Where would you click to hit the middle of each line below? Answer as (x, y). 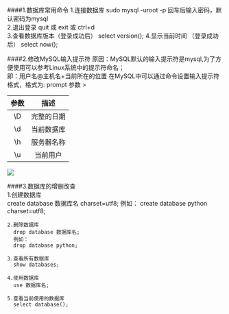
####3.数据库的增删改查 (41, 186)
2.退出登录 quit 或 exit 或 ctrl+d (51, 27)
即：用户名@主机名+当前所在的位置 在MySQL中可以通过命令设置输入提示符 (113, 76)
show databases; (36, 265)
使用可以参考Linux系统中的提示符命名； (69, 68)
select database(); (41, 304)
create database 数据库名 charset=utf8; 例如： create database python (107, 203)
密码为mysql (31, 19)
